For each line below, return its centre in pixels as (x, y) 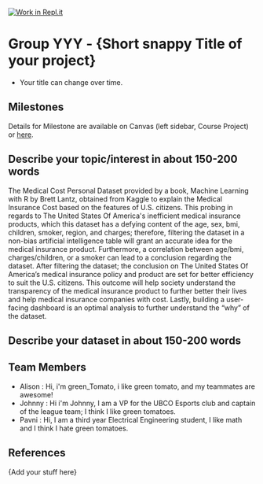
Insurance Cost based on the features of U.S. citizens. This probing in (121, 207)
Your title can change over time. (71, 82)
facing (18, 308)
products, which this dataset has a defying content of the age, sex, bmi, (124, 224)
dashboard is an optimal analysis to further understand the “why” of (140, 308)
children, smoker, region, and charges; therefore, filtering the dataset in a (126, 232)
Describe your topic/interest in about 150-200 (123, 159)
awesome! (36, 394)
